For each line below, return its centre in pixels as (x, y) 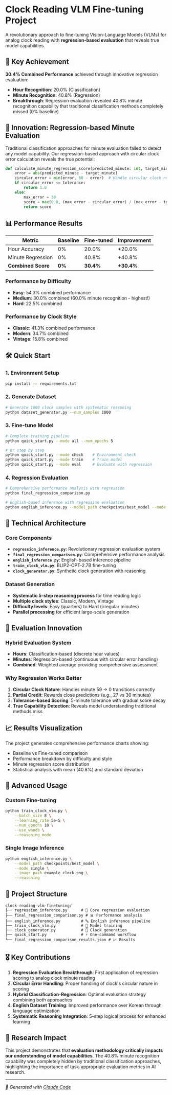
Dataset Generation (30, 584)
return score (38, 207)
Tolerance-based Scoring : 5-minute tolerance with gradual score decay (89, 700)
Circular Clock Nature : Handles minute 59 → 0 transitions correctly (84, 689)
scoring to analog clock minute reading (54, 978)
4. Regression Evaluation (37, 478)
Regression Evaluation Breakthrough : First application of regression (85, 972)
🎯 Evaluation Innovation (44, 628)
